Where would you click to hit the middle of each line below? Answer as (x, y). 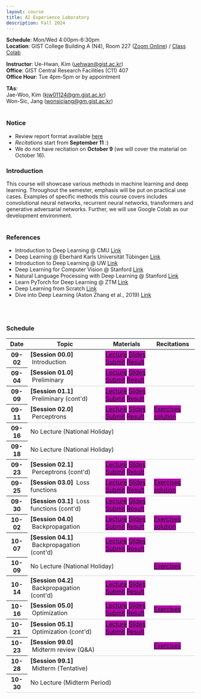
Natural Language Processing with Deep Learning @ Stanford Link (97, 276)
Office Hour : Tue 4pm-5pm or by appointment (63, 77)
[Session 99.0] (52, 642)
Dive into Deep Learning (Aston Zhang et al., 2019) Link (83, 295)
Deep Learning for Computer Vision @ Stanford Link (79, 269)
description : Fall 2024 (36, 23)
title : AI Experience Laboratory (48, 17)
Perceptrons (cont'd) (61, 472)
